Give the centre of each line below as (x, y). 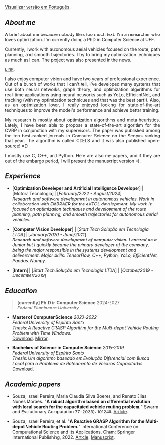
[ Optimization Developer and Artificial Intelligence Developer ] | (78, 188)
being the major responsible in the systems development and (74, 250)
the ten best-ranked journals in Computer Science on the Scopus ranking (82, 136)
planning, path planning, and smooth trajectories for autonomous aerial (85, 214)
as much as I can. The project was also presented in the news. (68, 60)
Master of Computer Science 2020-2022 (55, 317)
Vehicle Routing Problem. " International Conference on (82, 427)
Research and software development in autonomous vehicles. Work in (83, 199)
